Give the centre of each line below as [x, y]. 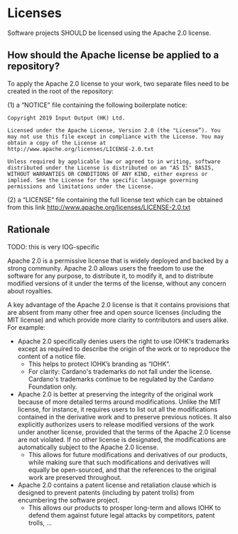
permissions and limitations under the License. [81, 187]
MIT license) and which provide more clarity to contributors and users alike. [118, 320]
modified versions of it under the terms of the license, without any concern [117, 283]
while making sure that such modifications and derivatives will [119, 462]
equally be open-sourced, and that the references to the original [122, 470]
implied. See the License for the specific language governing [103, 180]
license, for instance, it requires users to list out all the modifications [118, 409]
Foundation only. [53, 387]
